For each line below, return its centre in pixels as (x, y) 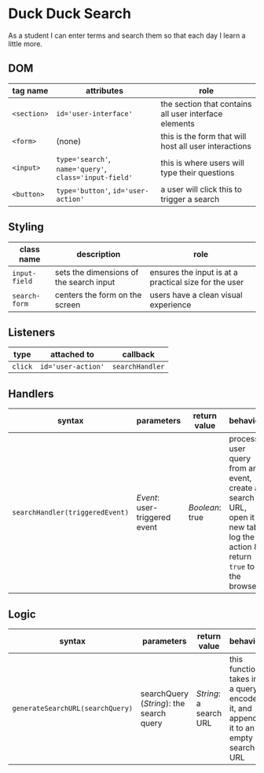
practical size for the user (197, 282)
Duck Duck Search (70, 14)
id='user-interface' (95, 114)
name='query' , (82, 168)
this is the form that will (203, 136)
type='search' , (84, 159)
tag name (30, 90)
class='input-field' (95, 177)
